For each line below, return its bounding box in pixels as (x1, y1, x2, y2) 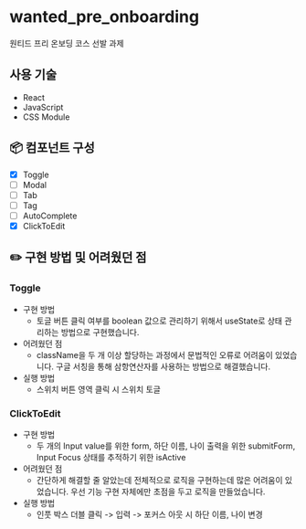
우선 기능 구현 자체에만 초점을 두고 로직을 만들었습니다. (70, 486, 266, 497)
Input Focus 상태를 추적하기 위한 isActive (36, 451, 186, 462)
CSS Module (22, 111, 70, 122)
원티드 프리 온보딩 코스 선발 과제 (9, 37, 125, 48)
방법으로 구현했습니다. (60, 326, 140, 337)
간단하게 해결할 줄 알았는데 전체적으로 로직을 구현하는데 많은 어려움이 (36, 474, 283, 485)
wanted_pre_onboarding (9, 6, 199, 27)
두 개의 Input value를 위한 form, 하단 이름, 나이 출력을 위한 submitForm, (36, 440, 296, 451)
